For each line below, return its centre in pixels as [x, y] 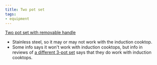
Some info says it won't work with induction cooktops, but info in [77, 47]
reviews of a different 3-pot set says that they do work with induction [82, 52]
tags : [11, 14]
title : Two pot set [25, 10]
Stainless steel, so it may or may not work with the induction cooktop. [82, 42]
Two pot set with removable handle [40, 33]
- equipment [17, 19]
